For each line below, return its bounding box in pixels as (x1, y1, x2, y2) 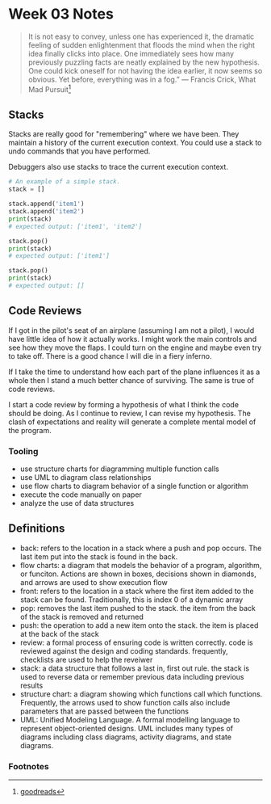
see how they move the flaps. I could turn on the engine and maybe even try (8, 343, 262, 352)
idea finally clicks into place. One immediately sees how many (27, 48, 235, 58)
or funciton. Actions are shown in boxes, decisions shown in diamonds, (19, 569, 256, 579)
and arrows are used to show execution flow (19, 577, 168, 587)
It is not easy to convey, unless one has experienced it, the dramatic (27, 32, 255, 41)
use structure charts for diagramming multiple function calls (19, 464, 219, 474)
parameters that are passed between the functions (19, 706, 190, 716)
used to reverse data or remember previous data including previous (19, 671, 244, 681)
